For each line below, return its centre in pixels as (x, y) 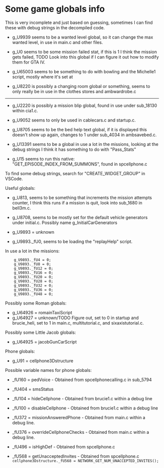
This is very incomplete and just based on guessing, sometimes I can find (79, 22)
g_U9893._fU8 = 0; (32, 264)
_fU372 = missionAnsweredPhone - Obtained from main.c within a (79, 417)
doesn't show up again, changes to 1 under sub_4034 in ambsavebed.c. (84, 135)
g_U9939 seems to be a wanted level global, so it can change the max (82, 37)
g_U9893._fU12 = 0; (34, 268)
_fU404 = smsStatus (33, 389)
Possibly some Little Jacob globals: (41, 332)
